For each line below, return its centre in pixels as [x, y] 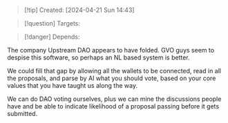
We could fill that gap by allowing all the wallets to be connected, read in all [114, 71]
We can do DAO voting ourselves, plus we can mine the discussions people [114, 99]
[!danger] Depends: [52, 37]
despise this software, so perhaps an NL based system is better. [98, 57]
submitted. [22, 114]
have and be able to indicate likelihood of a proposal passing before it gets [113, 106]
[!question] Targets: [52, 23]
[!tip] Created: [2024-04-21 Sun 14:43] [79, 10]
